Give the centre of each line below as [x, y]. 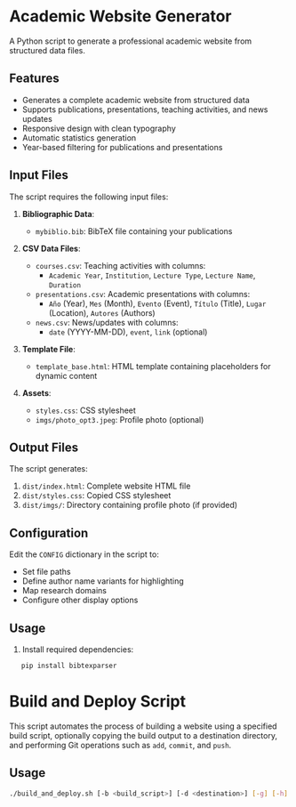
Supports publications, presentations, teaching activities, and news [145, 109]
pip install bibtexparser [69, 666]
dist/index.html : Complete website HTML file [106, 486]
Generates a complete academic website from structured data [136, 100]
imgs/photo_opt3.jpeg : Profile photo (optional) [120, 419]
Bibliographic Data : [58, 214]
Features [34, 79]
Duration [65, 285]
